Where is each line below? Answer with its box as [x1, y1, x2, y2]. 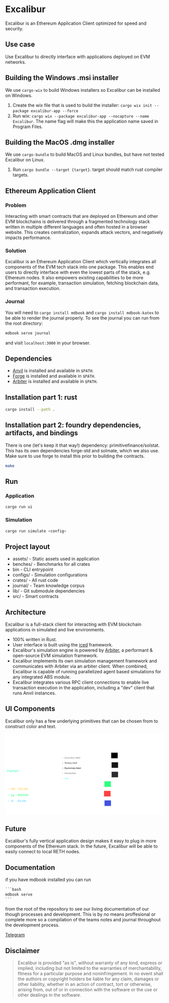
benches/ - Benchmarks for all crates [12, 561, 90, 567]
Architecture [5, 608, 46, 616]
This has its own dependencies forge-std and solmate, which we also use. [5, 447, 159, 453]
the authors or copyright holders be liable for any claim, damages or [17, 976, 159, 982]
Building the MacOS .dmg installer [5, 138, 115, 147]
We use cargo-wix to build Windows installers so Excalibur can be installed [5, 87, 160, 93]
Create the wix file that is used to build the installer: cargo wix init [12, 102, 152, 108]
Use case [5, 40, 35, 49]
